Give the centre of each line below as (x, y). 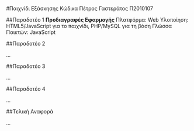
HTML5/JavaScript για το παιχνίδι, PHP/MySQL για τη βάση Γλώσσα (89, 26)
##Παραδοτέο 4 (26, 89)
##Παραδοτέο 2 (26, 44)
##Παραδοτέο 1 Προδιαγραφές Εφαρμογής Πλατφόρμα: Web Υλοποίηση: (97, 20)
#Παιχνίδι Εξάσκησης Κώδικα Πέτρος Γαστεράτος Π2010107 (80, 8)
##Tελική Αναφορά (30, 111)
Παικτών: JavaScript (31, 32)
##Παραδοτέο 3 (26, 66)
